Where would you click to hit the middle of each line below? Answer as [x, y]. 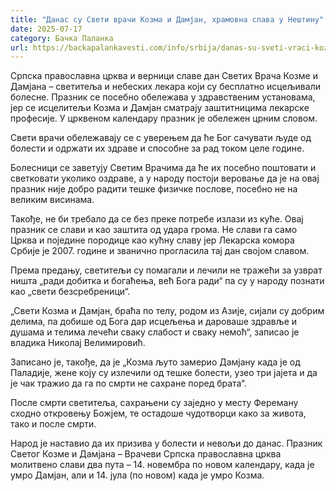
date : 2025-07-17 [46, 29]
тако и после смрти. [53, 424]
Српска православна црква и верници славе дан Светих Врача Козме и [164, 76]
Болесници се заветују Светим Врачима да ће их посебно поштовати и [163, 168]
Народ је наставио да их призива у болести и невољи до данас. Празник [166, 443]
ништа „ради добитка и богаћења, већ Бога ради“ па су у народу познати [167, 281]
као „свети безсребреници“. [70, 292]
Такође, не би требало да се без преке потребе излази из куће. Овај [157, 219]
